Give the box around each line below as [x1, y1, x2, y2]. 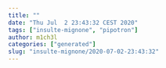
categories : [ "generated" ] [8, 41, 96, 48]
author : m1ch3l [8, 33, 58, 41]
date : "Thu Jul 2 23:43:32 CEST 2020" [8, 19, 139, 27]
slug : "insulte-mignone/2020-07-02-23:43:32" [8, 48, 159, 55]
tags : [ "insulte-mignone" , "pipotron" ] [8, 26, 139, 34]
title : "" [8, 11, 41, 20]
